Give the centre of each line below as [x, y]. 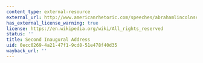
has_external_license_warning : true [52, 23]
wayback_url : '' [27, 51]
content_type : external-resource [48, 12]
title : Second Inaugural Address [48, 40]
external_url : [24, 17]
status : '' [20, 34]
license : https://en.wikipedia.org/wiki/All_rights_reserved [85, 28]
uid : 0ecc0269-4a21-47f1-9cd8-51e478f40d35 [62, 46]
